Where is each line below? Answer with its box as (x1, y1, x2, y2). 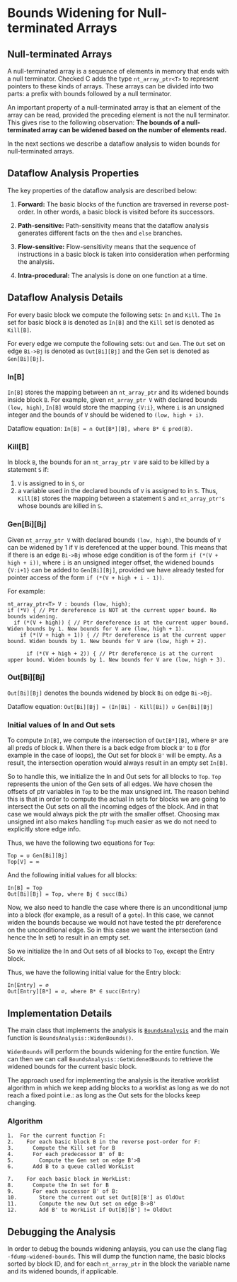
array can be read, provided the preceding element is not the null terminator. (7, 111, 230, 119)
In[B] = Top (7, 884, 42, 892)
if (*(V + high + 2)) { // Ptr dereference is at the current (25, 649, 214, 657)
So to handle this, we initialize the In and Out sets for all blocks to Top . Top (7, 773, 221, 781)
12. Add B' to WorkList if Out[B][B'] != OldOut (7, 1206, 173, 1214)
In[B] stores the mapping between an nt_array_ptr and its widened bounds (7, 388, 229, 396)
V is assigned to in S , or (17, 479, 85, 487)
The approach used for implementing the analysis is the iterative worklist (7, 1075, 219, 1084)
